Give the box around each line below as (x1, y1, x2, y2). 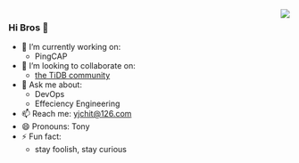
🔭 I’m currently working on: (21, 42, 121, 53)
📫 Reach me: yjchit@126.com (21, 109, 132, 119)
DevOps (34, 89, 65, 100)
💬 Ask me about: (21, 79, 82, 90)
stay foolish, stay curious (34, 144, 127, 155)
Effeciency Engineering (34, 98, 120, 110)
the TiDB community (34, 70, 111, 81)
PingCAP (34, 51, 68, 61)
